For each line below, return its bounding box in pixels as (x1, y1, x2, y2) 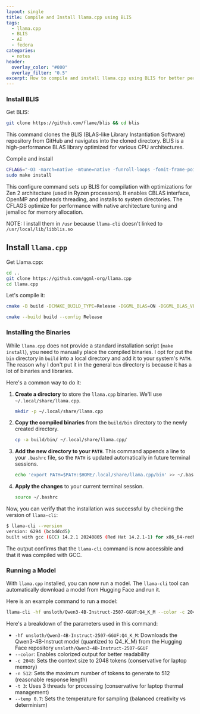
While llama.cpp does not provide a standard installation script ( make (6, 341, 174, 349)
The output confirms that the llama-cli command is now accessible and (6, 544, 183, 552)
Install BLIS (6, 95, 39, 103)
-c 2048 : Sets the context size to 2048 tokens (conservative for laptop (14, 657, 187, 664)
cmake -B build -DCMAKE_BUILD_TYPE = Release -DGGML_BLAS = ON (6, 303, 156, 309)
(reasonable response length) (14, 676, 87, 683)
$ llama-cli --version (6, 523, 62, 529)
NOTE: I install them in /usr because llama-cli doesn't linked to (6, 220, 162, 227)
